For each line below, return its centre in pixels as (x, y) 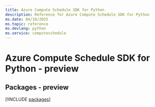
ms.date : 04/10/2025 (27, 19)
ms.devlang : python (26, 29)
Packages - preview (37, 87)
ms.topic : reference (27, 24)
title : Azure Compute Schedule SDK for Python (55, 10)
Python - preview (42, 69)
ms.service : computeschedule (36, 33)
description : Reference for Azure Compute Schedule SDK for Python (77, 15)
